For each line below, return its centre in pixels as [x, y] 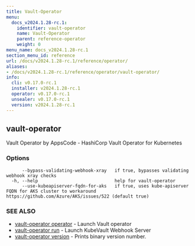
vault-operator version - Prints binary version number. [80, 236]
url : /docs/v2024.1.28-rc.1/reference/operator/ [67, 61]
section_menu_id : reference [41, 55]
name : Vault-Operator [43, 34]
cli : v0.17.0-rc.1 [34, 83]
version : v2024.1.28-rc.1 [43, 105]
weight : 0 [29, 45]
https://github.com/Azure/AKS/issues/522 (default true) [78, 196]
